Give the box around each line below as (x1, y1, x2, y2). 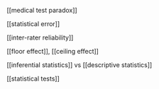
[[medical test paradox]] (6, 6, 77, 14)
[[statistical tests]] (6, 74, 60, 83)
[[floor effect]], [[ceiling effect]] (6, 47, 99, 55)
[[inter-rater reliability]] (6, 33, 74, 42)
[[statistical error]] (6, 20, 60, 28)
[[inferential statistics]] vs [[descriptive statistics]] (6, 61, 153, 69)
